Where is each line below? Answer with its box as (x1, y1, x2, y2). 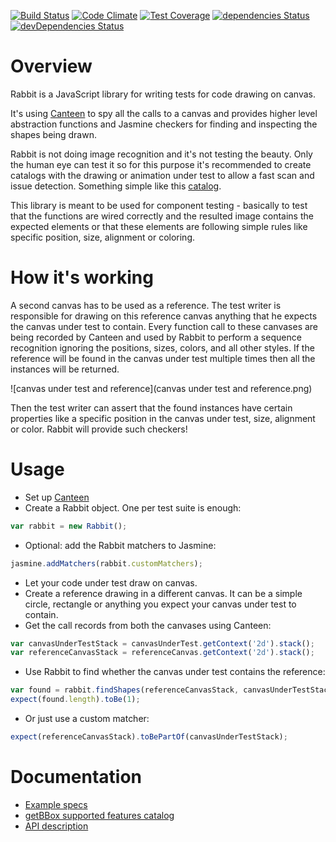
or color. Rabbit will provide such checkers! (10, 423, 188, 435)
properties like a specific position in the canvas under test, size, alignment (10, 412, 316, 424)
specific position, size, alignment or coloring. (10, 231, 195, 243)
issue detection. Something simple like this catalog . (10, 180, 222, 192)
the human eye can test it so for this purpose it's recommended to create (10, 158, 312, 170)
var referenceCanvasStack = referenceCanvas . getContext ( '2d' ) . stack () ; (10, 648, 315, 658)
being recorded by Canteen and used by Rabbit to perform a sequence (10, 331, 302, 343)
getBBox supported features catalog (24, 809, 175, 821)
